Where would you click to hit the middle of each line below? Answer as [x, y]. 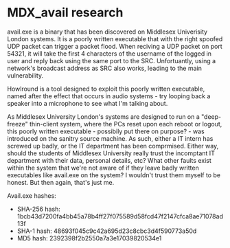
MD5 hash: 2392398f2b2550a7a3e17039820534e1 [89, 238]
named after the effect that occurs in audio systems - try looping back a [109, 96]
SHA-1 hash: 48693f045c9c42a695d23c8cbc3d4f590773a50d [107, 231]
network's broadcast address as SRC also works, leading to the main [105, 68]
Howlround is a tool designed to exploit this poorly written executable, [106, 89]
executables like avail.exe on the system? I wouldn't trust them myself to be [114, 175]
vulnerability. [25, 75]
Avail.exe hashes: [32, 195]
